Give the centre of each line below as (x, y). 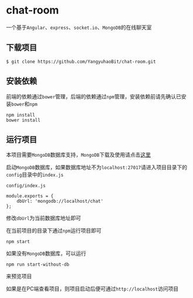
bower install (23, 120)
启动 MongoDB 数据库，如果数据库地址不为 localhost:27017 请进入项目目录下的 (97, 167)
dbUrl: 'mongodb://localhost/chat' (60, 201)
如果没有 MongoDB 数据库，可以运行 (46, 253)
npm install (21, 115)
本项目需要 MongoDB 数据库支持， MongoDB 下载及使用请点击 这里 (79, 155)
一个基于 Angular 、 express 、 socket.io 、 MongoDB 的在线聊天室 (79, 27)
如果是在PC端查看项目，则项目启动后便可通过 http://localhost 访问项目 (92, 289)
